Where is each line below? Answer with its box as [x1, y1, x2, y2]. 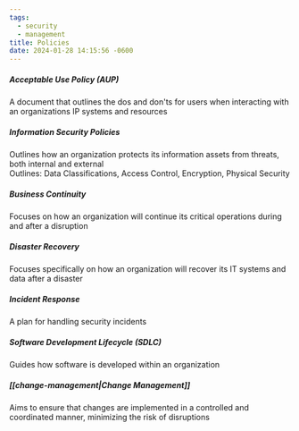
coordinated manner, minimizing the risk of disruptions [9, 411, 210, 422]
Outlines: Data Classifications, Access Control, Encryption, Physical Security [9, 168, 290, 179]
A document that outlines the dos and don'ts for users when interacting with [9, 97, 289, 107]
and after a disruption [9, 221, 88, 232]
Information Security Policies [9, 126, 120, 137]
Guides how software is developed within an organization [9, 359, 220, 369]
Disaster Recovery [9, 241, 80, 251]
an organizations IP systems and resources [9, 106, 168, 117]
